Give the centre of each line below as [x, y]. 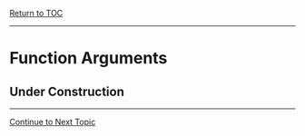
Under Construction [67, 91]
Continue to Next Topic [53, 122]
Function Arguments [89, 58]
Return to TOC [36, 13]
